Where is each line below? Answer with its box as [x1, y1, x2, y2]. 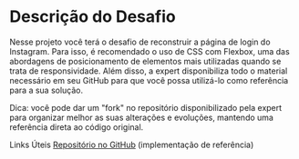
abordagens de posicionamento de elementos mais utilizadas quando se [9, 55, 282, 66]
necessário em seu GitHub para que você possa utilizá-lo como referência [9, 75, 289, 85]
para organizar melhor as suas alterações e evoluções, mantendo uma [9, 112, 273, 123]
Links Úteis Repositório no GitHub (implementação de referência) [9, 139, 254, 150]
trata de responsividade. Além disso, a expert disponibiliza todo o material [9, 65, 288, 76]
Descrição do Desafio [9, 6, 176, 27]
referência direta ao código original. [9, 121, 144, 133]
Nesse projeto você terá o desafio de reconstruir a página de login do [9, 36, 271, 47]
